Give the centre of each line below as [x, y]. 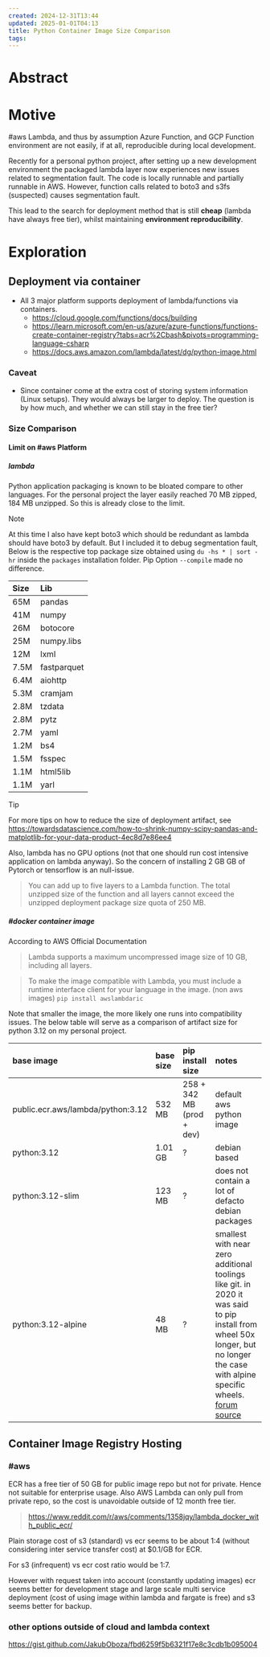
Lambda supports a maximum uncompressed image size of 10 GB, [137, 957]
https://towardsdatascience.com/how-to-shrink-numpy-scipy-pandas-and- [133, 829]
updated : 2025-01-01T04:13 [53, 23]
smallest [231, 1234]
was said [232, 1305]
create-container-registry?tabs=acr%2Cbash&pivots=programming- [145, 335]
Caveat [23, 373]
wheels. [230, 1395]
